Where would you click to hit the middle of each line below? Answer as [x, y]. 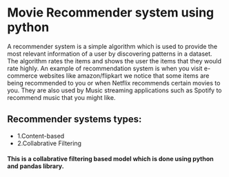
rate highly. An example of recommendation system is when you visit [105, 68]
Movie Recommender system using [111, 13]
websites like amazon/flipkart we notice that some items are [124, 75]
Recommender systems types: [74, 119]
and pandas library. [36, 166]
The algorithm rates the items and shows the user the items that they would [114, 61]
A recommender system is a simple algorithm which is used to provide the [112, 46]
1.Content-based [41, 136]
